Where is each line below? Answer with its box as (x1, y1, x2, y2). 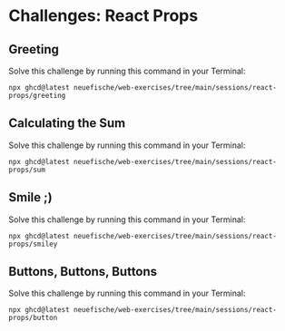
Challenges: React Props (8, 5, 199, 26)
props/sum (8, 165, 46, 174)
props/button (8, 314, 58, 323)
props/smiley (8, 239, 58, 248)
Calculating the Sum (8, 115, 126, 131)
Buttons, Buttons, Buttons (8, 264, 158, 279)
